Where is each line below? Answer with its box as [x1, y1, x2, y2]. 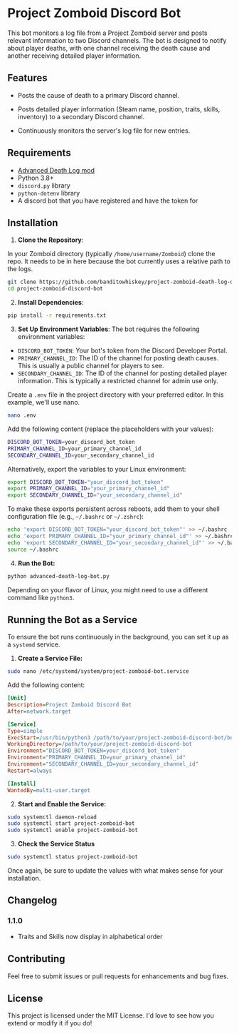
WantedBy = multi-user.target [7, 786, 91, 794]
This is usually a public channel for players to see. [17, 362, 164, 370]
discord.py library [17, 181, 71, 190]
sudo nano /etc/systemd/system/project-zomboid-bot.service [7, 668, 190, 675]
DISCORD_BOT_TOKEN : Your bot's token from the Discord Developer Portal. [17, 346, 228, 355]
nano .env [7, 412, 37, 419]
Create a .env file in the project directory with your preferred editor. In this [7, 390, 224, 399]
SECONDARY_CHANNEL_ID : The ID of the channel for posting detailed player [17, 369, 228, 377]
